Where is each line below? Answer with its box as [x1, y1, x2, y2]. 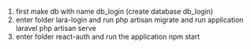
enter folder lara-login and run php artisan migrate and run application [15, 15, 244, 24]
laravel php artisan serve [15, 24, 96, 32]
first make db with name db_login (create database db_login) [15, 7, 214, 16]
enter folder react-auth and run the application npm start [15, 32, 200, 41]
